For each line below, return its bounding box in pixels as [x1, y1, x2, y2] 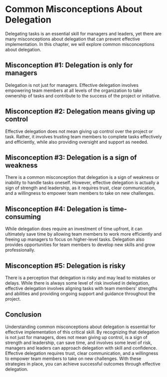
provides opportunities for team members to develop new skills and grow [5, 242, 156, 248]
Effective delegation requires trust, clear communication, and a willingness [5, 350, 159, 356]
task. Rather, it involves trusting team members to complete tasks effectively [5, 133, 162, 139]
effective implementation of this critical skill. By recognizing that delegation [5, 329, 160, 335]
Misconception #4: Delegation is [5, 205, 109, 213]
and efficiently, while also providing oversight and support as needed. [5, 139, 149, 145]
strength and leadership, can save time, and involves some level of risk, [5, 340, 152, 346]
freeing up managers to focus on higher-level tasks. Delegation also [5, 236, 145, 243]
